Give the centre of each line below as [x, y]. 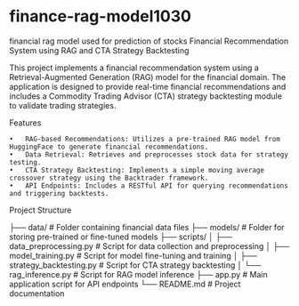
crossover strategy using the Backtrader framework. [109, 178]
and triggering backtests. [59, 193]
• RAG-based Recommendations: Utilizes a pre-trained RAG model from [145, 139]
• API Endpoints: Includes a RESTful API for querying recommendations [149, 185]
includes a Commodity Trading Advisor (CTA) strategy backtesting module [146, 96]
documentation [37, 293]
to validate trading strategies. [63, 105]
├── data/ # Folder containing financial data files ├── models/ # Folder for [147, 227]
